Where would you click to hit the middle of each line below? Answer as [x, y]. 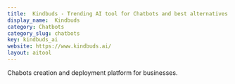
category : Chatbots [36, 27]
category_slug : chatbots [44, 33]
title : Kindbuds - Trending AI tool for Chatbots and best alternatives [118, 14]
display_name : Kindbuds [44, 20]
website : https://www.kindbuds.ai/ [59, 46]
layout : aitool [30, 53]
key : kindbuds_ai [33, 40]
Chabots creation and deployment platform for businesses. [93, 72]
